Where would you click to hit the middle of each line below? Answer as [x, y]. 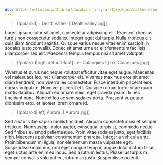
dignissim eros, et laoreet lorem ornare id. [47, 103]
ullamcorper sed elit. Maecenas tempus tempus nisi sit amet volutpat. [74, 53]
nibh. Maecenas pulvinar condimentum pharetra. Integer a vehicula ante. [78, 137]
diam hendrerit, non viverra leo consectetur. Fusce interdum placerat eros [79, 82]
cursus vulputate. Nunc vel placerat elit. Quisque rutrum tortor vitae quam [79, 87]
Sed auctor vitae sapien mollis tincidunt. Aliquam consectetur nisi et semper [81, 121]
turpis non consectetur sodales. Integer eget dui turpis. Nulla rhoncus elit [78, 38]
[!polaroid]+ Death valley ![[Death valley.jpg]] [62, 23]
